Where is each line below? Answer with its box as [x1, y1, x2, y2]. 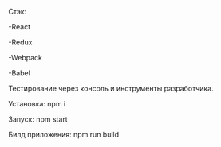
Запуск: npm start [8, 114, 68, 124]
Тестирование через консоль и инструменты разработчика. [8, 83, 214, 93]
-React [8, 22, 30, 31]
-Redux [8, 37, 33, 47]
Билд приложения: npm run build [8, 130, 120, 139]
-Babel [8, 68, 30, 78]
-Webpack [8, 53, 42, 62]
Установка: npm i [8, 99, 66, 108]
